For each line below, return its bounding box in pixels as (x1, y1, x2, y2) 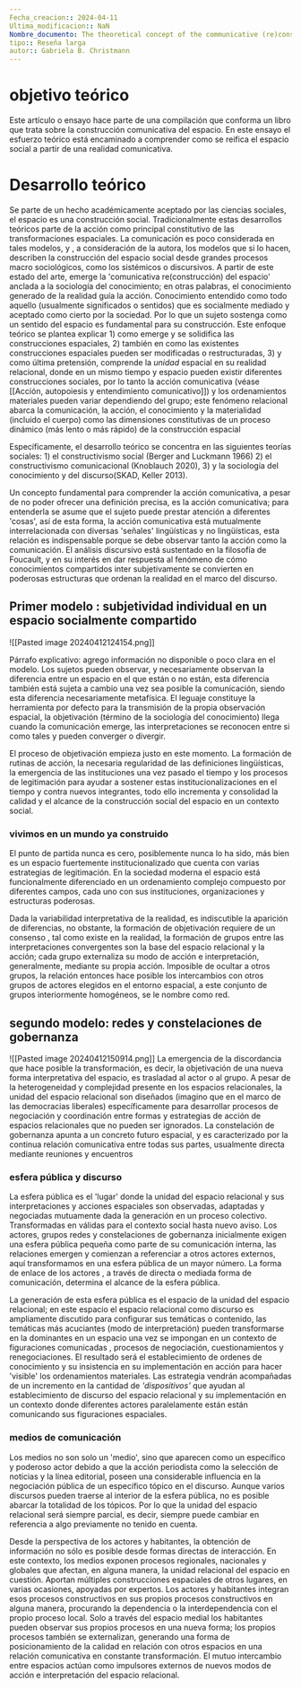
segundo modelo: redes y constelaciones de (9, 1015, 262, 1030)
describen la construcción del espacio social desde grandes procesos (9, 252, 269, 263)
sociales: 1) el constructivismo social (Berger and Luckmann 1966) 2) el (9, 451, 272, 461)
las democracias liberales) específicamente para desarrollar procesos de (9, 1100, 279, 1111)
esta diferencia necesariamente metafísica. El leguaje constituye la (9, 692, 255, 703)
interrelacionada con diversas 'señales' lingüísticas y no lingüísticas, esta (9, 526, 280, 536)
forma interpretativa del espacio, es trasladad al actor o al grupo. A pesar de (9, 1072, 291, 1082)
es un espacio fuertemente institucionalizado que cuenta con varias (9, 858, 260, 869)
